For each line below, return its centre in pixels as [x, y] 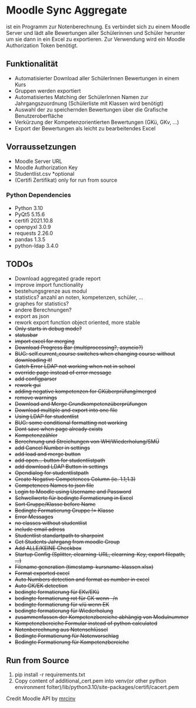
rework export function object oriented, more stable [77, 322]
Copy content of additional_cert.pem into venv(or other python [90, 681]
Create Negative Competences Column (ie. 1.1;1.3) [75, 479]
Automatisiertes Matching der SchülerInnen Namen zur [81, 97]
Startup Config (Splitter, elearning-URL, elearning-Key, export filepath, [100, 554]
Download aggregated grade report [58, 278]
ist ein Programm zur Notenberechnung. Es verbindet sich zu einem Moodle [98, 27]
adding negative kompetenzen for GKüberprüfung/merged [85, 391]
